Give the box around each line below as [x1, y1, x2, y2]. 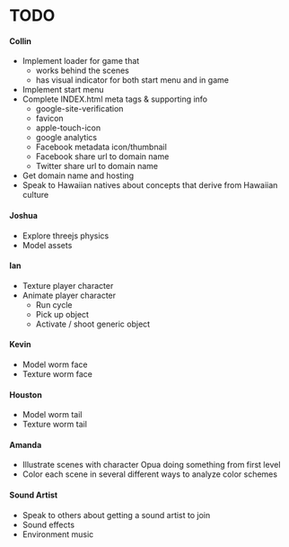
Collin [9, 35, 32, 46]
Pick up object [35, 309, 90, 319]
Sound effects [22, 519, 74, 530]
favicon [35, 113, 65, 124]
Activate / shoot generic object [35, 318, 151, 329]
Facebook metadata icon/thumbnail [35, 141, 168, 153]
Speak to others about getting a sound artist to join [22, 509, 211, 520]
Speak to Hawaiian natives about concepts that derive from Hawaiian [22, 180, 278, 191]
